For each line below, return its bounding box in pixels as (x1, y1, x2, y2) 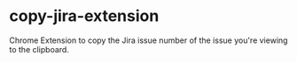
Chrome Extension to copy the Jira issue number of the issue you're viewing (9, 35, 288, 45)
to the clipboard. (9, 44, 69, 54)
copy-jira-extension (9, 6, 160, 26)
